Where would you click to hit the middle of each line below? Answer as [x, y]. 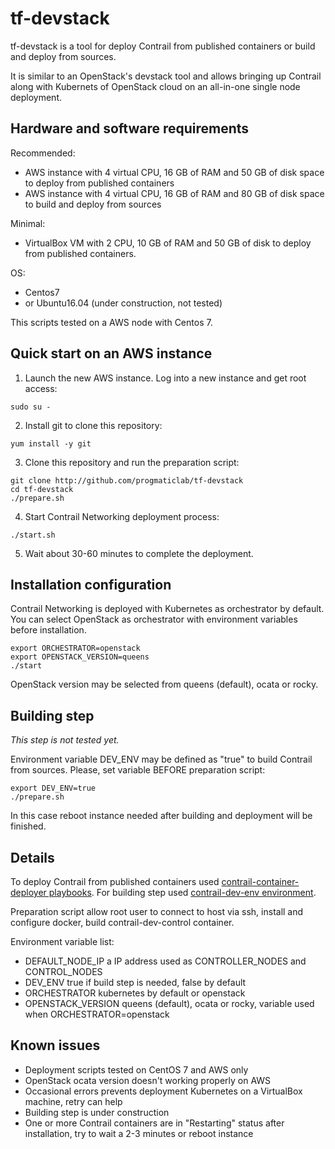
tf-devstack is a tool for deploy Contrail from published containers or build [163, 46]
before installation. [48, 630]
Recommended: [43, 153]
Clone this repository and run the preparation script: [132, 462]
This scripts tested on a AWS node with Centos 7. [111, 322]
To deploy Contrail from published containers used [115, 881]
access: [41, 388]
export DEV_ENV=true [53, 788]
